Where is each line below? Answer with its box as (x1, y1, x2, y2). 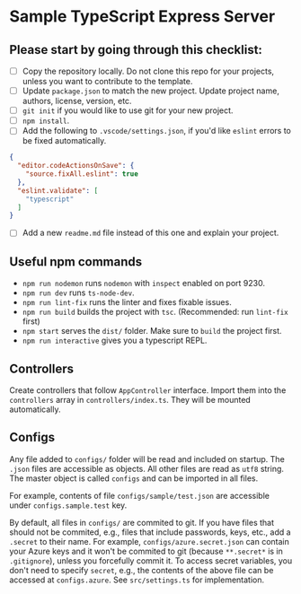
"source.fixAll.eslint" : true (25, 170, 139, 179)
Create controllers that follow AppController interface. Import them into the (9, 385, 287, 396)
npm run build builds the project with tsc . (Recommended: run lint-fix (22, 307, 289, 318)
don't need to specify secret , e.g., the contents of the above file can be (9, 564, 274, 575)
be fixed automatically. (22, 135, 107, 146)
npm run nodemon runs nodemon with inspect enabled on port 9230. (22, 278, 265, 289)
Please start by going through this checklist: (9, 42, 263, 57)
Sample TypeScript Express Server (9, 6, 276, 27)
